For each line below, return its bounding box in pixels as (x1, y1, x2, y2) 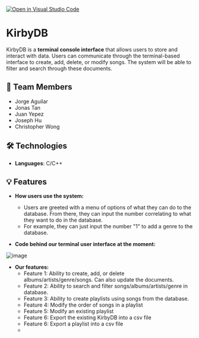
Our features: (14, 264, 49, 271)
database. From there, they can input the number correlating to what (23, 211, 191, 218)
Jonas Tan (14, 104, 40, 111)
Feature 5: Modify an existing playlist (23, 308, 114, 315)
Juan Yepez (14, 110, 44, 117)
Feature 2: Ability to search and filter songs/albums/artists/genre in (23, 282, 188, 290)
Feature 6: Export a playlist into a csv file (23, 320, 124, 327)
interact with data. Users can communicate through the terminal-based (6, 52, 180, 59)
